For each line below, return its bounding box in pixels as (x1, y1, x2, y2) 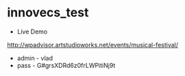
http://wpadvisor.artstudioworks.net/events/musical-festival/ (7, 40, 179, 49)
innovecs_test (7, 5, 89, 21)
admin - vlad (16, 53, 53, 62)
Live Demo (16, 27, 48, 36)
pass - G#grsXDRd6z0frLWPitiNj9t (16, 61, 116, 69)
